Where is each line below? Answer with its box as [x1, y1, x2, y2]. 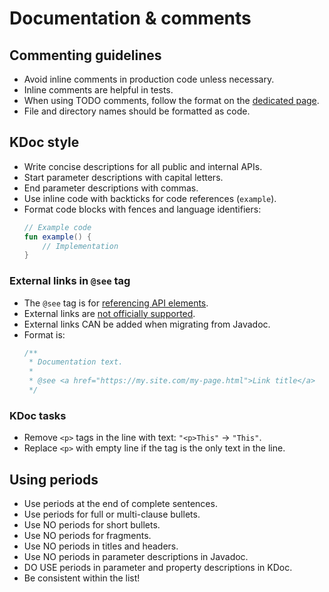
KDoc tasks [9, 408, 67, 422]
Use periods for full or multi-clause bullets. [23, 508, 201, 521]
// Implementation [42, 241, 119, 251]
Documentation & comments [9, 7, 252, 30]
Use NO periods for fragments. [23, 530, 152, 542]
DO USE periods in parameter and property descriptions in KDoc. [23, 562, 293, 574]
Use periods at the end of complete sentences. [23, 498, 218, 510]
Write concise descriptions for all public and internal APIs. [23, 160, 263, 172]
